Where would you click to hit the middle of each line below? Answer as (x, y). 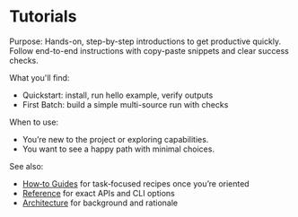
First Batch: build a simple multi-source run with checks (125, 104)
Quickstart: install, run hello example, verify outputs (118, 95)
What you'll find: (39, 77)
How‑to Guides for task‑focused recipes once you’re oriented (136, 183)
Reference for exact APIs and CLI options (98, 193)
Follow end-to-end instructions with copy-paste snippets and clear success (149, 50)
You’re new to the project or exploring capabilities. (115, 139)
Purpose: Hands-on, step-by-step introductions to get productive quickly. (145, 41)
